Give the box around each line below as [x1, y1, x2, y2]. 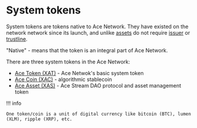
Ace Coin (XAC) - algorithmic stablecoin [14, 76, 112, 83]
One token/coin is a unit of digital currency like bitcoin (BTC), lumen [6, 111, 192, 117]
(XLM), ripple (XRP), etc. [6, 116, 73, 122]
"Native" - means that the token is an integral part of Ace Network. [6, 46, 168, 53]
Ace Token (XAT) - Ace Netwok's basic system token [14, 69, 144, 76]
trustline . [6, 35, 28, 42]
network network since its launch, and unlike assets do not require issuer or [6, 29, 191, 36]
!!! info [6, 99, 22, 106]
